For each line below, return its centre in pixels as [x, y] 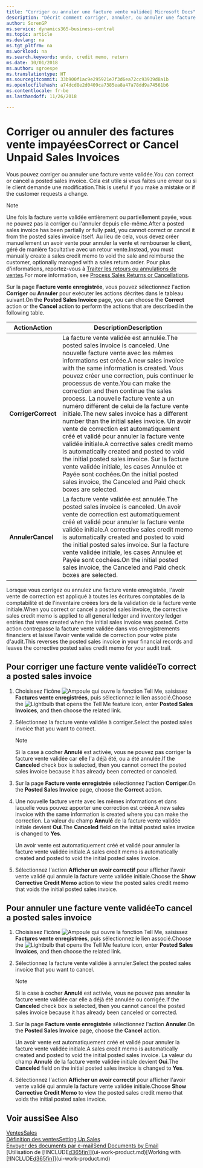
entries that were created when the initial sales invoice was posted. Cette [97, 622]
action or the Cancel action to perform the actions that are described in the [100, 306]
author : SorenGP [27, 23]
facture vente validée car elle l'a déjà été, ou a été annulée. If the [95, 758]
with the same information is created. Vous [123, 368]
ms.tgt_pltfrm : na [29, 46]
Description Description [128, 327]
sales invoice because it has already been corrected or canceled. [96, 771]
